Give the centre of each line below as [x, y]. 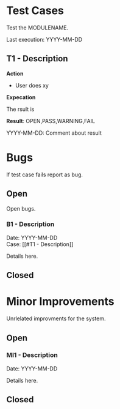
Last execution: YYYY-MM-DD [44, 39]
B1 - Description [30, 224]
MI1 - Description [32, 355]
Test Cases [35, 11]
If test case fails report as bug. [45, 174]
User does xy [32, 85]
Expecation [21, 97]
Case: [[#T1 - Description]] [40, 244]
